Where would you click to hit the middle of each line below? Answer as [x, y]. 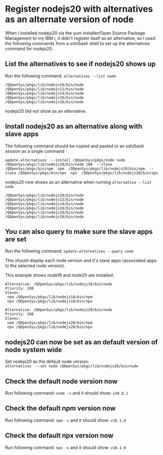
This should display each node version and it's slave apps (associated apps [81, 261]
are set [16, 239]
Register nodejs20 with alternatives [79, 9]
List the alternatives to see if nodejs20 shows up [81, 64]
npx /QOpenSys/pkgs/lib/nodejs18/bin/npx [50, 301]
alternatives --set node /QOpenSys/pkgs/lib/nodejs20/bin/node [72, 366]
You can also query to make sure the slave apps [79, 231]
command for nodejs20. [29, 48]
